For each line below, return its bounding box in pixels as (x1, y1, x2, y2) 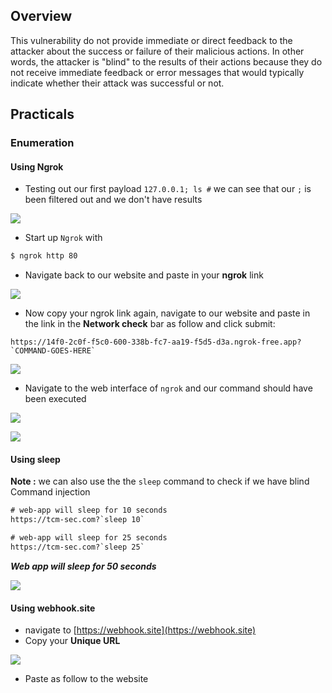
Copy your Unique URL (24, 635, 121, 647)
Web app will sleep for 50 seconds (10, 560, 157, 572)
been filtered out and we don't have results (24, 194, 203, 206)
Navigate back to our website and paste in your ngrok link (24, 269, 264, 281)
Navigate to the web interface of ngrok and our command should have (24, 382, 313, 394)
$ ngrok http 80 (10, 251, 78, 261)
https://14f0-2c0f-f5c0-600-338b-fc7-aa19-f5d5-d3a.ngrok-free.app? (10, 337, 302, 348)
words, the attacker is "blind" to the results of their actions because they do (10, 55, 323, 68)
